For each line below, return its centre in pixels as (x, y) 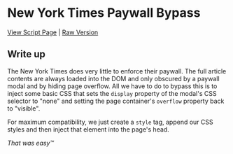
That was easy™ (31, 143)
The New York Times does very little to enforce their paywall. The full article (117, 71)
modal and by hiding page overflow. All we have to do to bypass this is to (112, 86)
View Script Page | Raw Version (53, 32)
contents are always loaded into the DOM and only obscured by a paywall (113, 78)
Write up (26, 54)
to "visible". (24, 108)
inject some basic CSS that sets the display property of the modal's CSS (112, 93)
